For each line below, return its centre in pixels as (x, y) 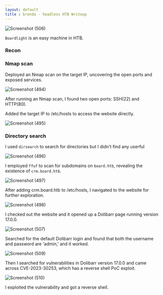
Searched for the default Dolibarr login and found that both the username (79, 239)
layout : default (22, 10)
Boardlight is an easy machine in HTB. (44, 38)
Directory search (26, 136)
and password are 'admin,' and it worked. (47, 244)
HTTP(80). (16, 104)
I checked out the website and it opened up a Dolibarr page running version (82, 214)
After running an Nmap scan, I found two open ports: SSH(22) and (72, 98)
